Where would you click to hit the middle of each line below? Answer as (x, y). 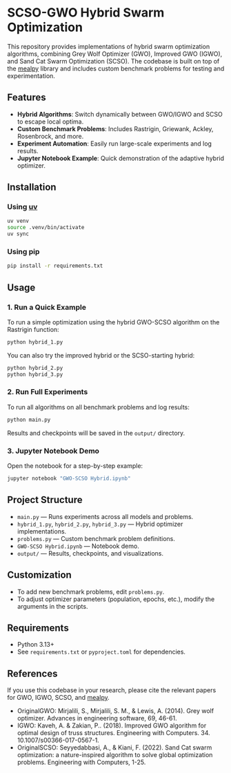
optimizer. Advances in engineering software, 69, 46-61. (97, 718)
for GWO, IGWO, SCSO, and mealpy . (59, 698)
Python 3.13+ (36, 645)
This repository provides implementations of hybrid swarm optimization (109, 46)
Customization (40, 575)
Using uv (22, 207)
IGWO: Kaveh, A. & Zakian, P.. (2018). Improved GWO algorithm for (112, 725)
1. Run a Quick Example (47, 307)
